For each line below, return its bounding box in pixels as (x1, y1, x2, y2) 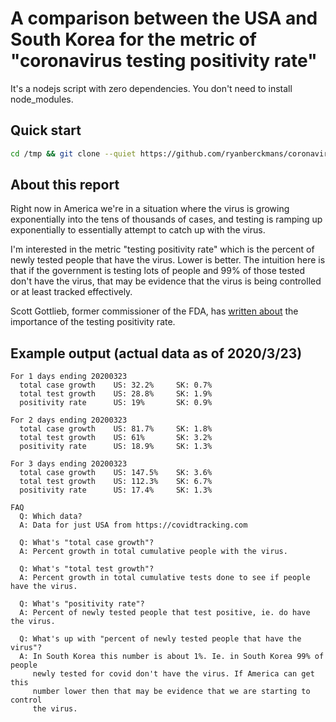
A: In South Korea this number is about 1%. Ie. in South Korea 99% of (19, 652, 325, 662)
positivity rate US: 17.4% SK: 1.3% (19, 485, 213, 496)
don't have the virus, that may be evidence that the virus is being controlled (10, 275, 322, 287)
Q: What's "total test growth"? (19, 564, 155, 574)
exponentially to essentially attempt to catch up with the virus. (10, 224, 266, 236)
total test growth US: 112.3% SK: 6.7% (19, 477, 213, 487)
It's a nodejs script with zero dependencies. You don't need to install (10, 82, 293, 94)
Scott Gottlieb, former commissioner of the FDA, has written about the (10, 305, 299, 317)
